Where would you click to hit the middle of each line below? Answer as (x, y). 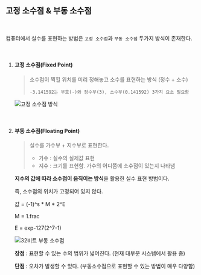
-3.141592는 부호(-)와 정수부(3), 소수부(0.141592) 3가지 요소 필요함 (109, 92)
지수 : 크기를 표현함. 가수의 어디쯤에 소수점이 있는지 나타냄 (107, 166)
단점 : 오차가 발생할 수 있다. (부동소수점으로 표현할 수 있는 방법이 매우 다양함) (105, 266)
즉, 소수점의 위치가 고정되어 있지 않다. (59, 192)
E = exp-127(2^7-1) (38, 228)
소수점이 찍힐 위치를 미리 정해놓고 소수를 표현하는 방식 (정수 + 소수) (109, 80)
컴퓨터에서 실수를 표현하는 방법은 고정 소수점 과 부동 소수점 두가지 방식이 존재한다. (99, 38)
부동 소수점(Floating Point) (47, 131)
